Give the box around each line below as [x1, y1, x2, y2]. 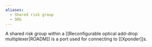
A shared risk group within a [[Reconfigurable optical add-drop [5, 31, 138, 37]
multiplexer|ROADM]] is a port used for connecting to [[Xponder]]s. [5, 36, 147, 42]
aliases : [5, 7, 24, 13]
